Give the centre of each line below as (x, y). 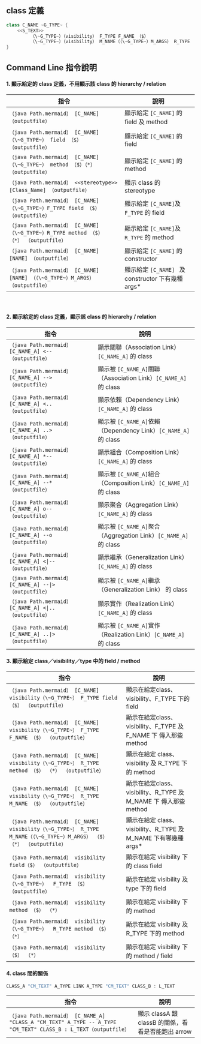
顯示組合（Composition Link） (140, 452)
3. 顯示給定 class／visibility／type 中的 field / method (73, 661)
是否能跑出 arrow (167, 1032)
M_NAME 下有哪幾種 (155, 838)
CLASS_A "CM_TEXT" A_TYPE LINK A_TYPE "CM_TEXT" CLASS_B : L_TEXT (91, 986)
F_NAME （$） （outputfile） (48, 738)
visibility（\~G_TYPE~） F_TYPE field (63, 698)
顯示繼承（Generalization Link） (143, 557)
